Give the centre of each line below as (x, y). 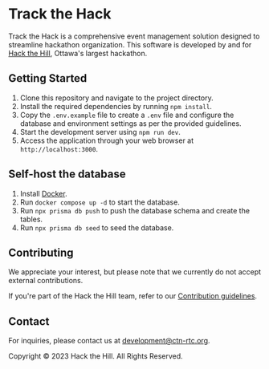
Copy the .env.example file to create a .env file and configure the (127, 115)
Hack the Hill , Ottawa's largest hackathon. (78, 53)
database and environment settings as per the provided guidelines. (131, 123)
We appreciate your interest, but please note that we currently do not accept (135, 272)
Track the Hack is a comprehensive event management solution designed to (134, 36)
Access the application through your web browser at (107, 140)
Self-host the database (67, 174)
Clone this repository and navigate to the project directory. (117, 98)
